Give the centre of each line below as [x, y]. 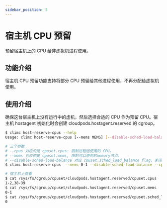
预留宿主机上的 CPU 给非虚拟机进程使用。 [48, 51]
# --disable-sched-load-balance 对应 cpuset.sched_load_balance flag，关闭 [83, 160]
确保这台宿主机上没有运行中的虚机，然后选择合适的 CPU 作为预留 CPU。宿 [82, 117]
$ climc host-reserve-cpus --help [41, 133]
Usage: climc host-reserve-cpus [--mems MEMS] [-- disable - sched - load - [80, 137]
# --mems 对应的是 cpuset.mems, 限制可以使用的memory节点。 [63, 156]
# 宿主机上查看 [19, 174]
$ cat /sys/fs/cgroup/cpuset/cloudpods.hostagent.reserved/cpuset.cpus [81, 179]
